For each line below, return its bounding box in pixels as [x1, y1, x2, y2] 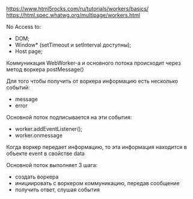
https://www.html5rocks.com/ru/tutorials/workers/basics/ [6, 5, 149, 12]
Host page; [14, 48, 43, 55]
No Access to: [6, 24, 41, 30]
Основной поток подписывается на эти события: [6, 114, 132, 121]
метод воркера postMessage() [6, 66, 84, 73]
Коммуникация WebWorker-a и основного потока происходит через [6, 60, 182, 66]
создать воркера [14, 173, 59, 180]
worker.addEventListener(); [14, 125, 83, 132]
